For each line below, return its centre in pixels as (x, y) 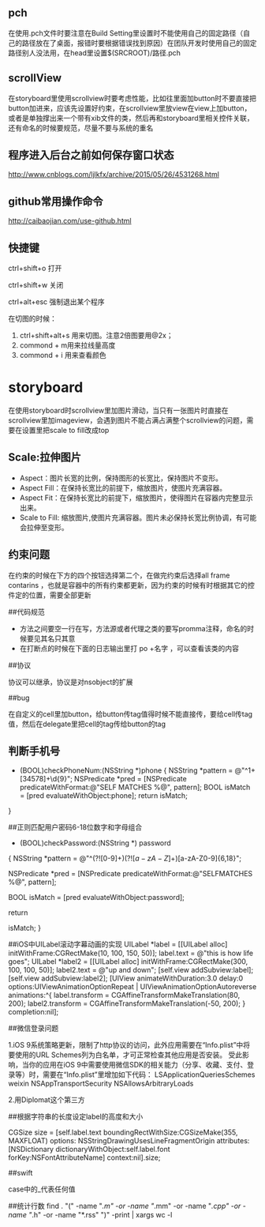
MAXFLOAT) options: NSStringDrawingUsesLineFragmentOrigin (112, 1141)
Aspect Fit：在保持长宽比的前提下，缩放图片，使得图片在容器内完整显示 (136, 498)
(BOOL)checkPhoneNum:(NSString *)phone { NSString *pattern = (126, 770)
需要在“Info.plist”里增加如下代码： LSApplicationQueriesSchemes (149, 1075)
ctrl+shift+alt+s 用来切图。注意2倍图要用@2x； (96, 336)
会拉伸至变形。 (44, 527)
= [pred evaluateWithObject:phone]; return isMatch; (103, 796)
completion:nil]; (34, 1012)
